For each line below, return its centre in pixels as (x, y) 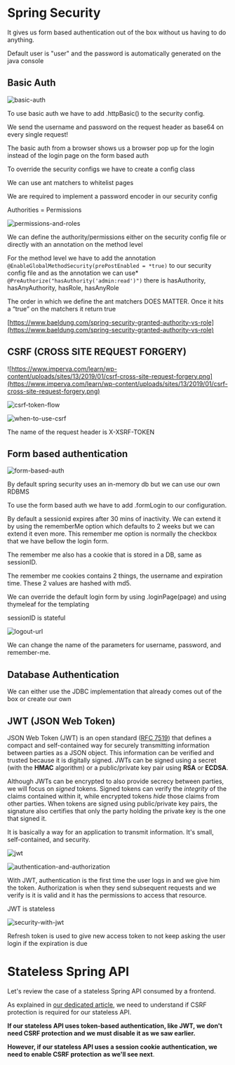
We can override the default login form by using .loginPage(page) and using (117, 597)
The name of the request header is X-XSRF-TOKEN (81, 432)
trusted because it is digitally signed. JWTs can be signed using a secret (112, 760)
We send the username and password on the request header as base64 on (116, 127)
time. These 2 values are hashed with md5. (69, 583)
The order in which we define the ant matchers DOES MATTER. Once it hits (116, 301)
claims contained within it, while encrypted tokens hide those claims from (113, 796)
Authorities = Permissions (45, 210)
